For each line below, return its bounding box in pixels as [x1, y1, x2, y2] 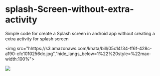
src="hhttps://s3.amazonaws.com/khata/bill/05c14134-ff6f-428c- [16, 45, 152, 51]
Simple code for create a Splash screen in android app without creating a [5, 30, 156, 36]
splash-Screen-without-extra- [5, 3, 134, 15]
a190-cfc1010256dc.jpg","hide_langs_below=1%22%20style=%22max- [5, 51, 151, 57]
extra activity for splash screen [5, 36, 69, 42]
